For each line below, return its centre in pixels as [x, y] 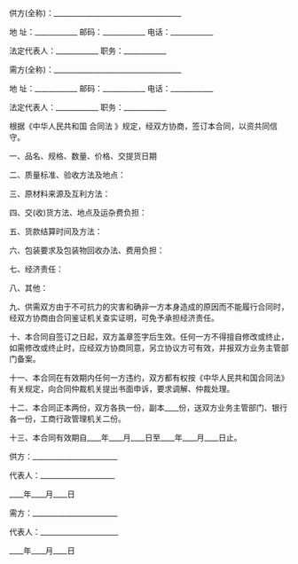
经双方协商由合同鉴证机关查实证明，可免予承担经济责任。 [114, 318]
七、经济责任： [36, 269]
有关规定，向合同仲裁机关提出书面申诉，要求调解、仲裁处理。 [122, 389]
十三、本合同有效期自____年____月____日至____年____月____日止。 [125, 438]
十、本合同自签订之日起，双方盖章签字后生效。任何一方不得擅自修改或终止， [149, 337]
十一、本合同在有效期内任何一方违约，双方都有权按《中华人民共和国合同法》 [149, 378]
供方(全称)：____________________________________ [95, 13]
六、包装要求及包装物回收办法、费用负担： [87, 250]
